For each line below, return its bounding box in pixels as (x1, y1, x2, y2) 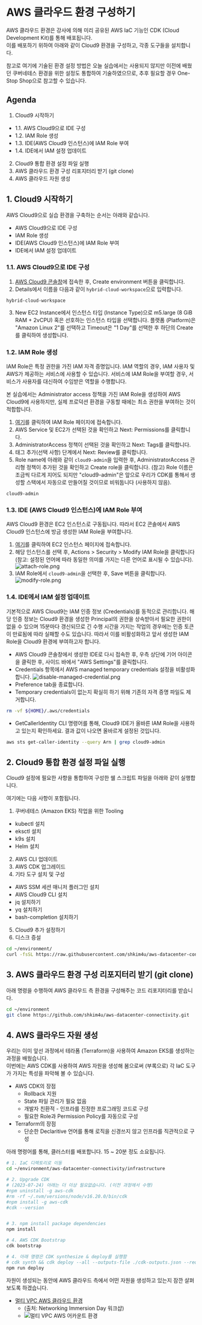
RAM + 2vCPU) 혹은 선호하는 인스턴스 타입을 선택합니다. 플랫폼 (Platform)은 (14, 316, 196, 323)
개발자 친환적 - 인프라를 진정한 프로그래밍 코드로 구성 (23, 1105, 148, 1112)
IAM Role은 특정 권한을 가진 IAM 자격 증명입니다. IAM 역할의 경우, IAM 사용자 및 (6, 363, 195, 370)
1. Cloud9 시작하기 (6, 194, 73, 205)
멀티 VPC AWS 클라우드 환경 (14, 1297, 83, 1304)
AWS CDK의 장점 (14, 1082, 56, 1090)
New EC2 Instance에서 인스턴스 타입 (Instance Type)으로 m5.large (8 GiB (14, 308, 192, 316)
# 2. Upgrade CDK (6, 1177, 50, 1183)
